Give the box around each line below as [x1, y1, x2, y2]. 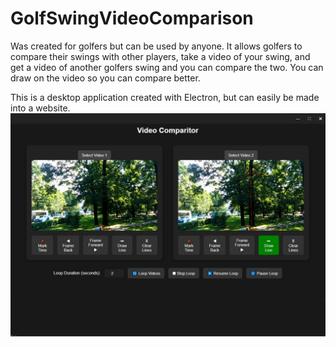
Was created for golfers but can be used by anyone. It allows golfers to [10, 40, 303, 52]
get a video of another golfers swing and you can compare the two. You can [10, 61, 324, 73]
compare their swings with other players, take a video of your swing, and [10, 50, 311, 62]
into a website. [10, 102, 71, 114]
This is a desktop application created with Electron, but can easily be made [10, 91, 320, 103]
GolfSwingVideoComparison [10, 7, 254, 30]
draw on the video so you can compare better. [10, 72, 201, 84]
